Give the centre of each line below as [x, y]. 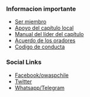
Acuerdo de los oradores [45, 41]
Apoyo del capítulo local [44, 28]
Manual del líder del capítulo [49, 34]
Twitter [23, 81]
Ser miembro [30, 22]
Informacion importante [41, 9]
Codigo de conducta [40, 47]
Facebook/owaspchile [42, 75]
